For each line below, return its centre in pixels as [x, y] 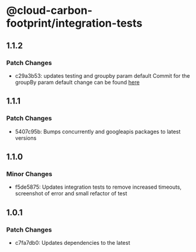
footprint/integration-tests [74, 23]
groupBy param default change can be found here [77, 82]
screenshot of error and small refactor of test [71, 194]
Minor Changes [29, 174]
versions [26, 138]
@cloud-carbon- [49, 11]
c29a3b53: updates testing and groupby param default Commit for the [102, 75]
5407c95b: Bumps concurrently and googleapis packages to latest [98, 131]
